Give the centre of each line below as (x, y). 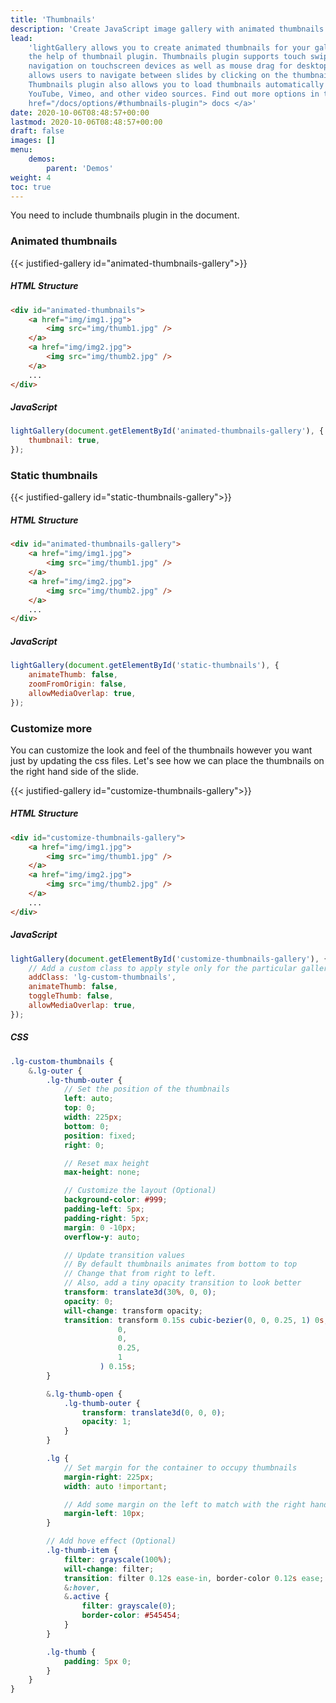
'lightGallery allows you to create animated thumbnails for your (169, 47)
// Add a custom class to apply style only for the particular (163, 968)
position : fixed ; (100, 1136)
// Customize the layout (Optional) (140, 1191)
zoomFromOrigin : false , (78, 684)
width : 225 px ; (93, 1117)
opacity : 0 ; (88, 1301)
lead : (21, 38)
